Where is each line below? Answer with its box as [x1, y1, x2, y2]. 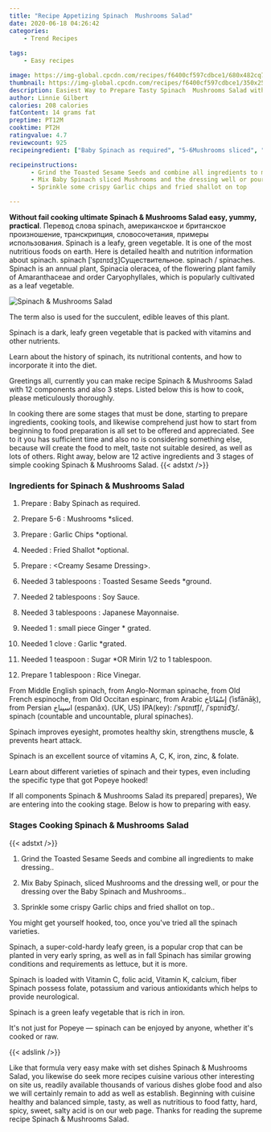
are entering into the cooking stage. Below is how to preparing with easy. [9, 799, 252, 810]
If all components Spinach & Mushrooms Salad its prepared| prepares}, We [9, 791, 257, 801]
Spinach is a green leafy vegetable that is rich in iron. [9, 1007, 186, 1017]
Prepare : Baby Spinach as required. [20, 499, 141, 508]
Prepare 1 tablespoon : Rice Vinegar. [20, 670, 142, 680]
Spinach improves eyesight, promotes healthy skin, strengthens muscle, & [9, 727, 254, 737]
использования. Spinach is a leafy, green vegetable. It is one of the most [9, 238, 253, 247]
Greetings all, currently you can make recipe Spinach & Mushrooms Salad [9, 376, 253, 385]
